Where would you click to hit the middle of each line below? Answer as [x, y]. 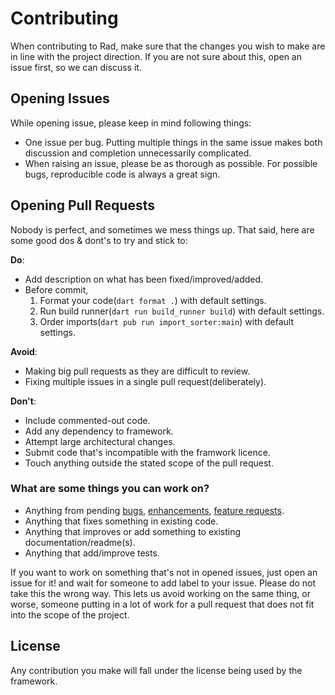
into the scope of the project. [70, 614]
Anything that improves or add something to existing [133, 531]
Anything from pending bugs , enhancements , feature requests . [154, 510]
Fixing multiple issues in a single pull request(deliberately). [145, 381]
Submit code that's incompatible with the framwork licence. [147, 452]
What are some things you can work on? [110, 489]
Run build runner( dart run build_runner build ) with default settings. [182, 311]
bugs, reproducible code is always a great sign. [122, 174]
